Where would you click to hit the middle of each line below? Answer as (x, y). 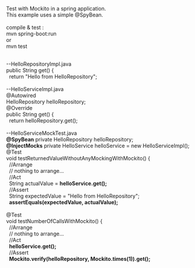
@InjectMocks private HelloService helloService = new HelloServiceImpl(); (98, 146)
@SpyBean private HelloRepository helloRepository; (70, 139)
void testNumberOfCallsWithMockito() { (54, 221)
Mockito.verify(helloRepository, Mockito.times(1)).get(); (79, 259)
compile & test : (25, 27)
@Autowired (21, 95)
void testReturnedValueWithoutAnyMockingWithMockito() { (78, 158)
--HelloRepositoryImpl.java (39, 64)
